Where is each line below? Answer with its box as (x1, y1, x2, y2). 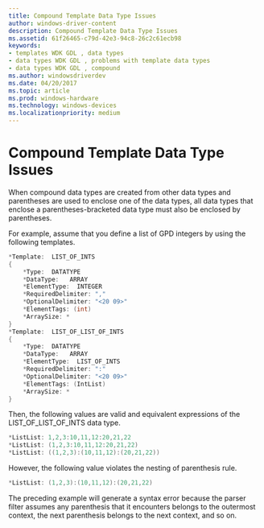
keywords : (8, 42, 42, 50)
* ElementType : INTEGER (23, 283, 103, 291)
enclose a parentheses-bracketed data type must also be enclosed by (8, 204, 241, 214)
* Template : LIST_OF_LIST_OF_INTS (8, 328, 125, 336)
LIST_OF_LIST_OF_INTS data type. (8, 418, 121, 427)
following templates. (8, 237, 76, 246)
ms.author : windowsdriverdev (8, 72, 106, 80)
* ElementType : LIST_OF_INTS (23, 357, 121, 366)
